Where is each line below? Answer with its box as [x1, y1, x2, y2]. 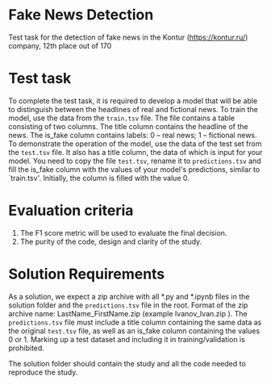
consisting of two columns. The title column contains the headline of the [8, 121, 248, 131]
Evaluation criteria [8, 202, 134, 220]
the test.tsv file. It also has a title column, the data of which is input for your [8, 147, 263, 157]
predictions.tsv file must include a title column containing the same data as [8, 317, 262, 327]
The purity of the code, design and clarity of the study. [19, 236, 202, 246]
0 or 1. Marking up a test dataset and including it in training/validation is [8, 334, 246, 344]
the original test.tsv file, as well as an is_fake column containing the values [8, 325, 261, 336]
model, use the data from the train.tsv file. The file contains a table [8, 113, 236, 123]
